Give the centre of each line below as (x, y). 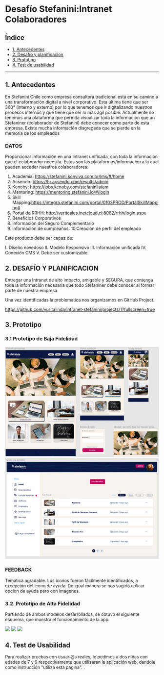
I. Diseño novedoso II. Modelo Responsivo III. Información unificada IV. (76, 248)
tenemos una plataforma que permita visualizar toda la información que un (80, 117)
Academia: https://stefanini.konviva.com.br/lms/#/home (68, 176)
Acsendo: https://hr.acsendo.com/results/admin (60, 182)
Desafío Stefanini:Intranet (59, 9)
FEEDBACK (19, 570)
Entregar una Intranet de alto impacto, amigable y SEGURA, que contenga (79, 280)
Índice (15, 37)
